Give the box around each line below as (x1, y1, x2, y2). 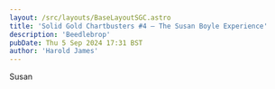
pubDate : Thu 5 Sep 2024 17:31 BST (9, 38, 143, 48)
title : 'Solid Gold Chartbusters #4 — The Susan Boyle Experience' (9, 22, 269, 31)
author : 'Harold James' (9, 47, 99, 56)
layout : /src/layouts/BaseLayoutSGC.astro (9, 13, 171, 22)
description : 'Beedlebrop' (9, 30, 111, 39)
